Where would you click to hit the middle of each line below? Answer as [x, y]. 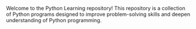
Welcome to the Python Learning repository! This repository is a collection [96, 8]
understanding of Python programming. [54, 20]
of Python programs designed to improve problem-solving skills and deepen [98, 14]
